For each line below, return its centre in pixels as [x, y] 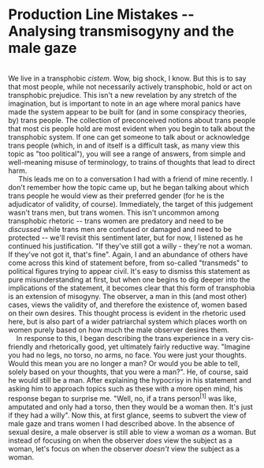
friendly [21, 346]
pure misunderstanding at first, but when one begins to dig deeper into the [129, 279]
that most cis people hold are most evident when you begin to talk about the [132, 129]
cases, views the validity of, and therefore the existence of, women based [128, 305]
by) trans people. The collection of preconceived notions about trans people [132, 120]
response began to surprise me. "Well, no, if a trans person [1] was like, [122, 398]
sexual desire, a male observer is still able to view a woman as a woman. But [132, 432]
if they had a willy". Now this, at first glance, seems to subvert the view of [127, 415]
